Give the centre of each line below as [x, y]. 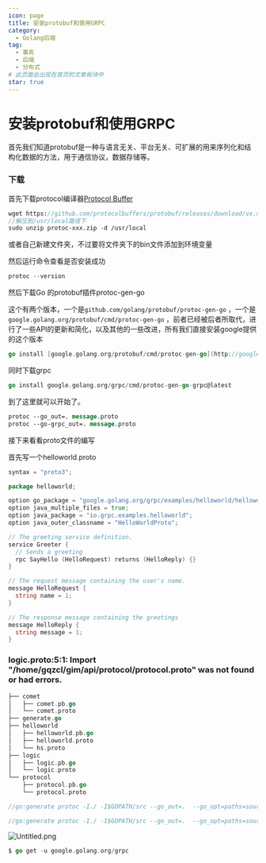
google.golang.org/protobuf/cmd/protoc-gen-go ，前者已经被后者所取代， [129, 319]
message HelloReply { [44, 625]
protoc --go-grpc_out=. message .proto [72, 424]
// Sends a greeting [49, 552]
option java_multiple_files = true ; [68, 508]
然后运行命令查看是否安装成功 [57, 261]
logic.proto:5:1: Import [52, 660]
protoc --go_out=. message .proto [63, 416]
